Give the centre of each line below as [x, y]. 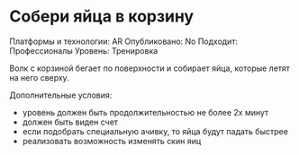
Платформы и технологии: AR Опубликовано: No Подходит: [124, 41]
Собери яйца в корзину [102, 17]
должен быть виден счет [70, 122]
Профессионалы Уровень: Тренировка [84, 50]
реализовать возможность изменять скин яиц [112, 141]
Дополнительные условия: [61, 95]
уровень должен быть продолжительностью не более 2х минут [145, 112]
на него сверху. [39, 77]
